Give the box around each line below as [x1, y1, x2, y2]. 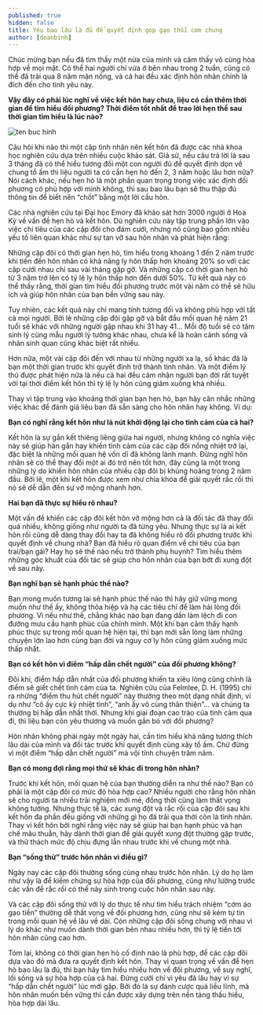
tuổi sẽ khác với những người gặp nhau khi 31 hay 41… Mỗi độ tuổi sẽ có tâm [8, 322, 255, 331]
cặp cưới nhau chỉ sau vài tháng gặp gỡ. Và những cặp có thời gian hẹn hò [8, 265, 248, 274]
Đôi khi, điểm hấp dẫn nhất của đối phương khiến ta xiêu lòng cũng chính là [8, 675, 252, 684]
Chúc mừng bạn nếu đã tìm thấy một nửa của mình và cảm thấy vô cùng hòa [8, 55, 255, 64]
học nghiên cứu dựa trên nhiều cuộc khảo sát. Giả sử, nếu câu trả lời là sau [8, 151, 250, 160]
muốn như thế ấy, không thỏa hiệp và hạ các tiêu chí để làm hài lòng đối [8, 602, 241, 612]
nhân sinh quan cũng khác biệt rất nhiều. [8, 339, 141, 348]
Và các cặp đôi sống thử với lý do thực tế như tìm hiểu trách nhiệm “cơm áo [8, 899, 252, 909]
